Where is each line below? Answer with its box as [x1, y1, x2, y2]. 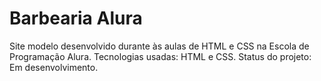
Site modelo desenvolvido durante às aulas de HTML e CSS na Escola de [9, 40, 310, 52]
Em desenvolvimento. [9, 61, 99, 73]
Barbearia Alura [9, 7, 143, 30]
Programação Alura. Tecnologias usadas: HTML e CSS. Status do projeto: [9, 50, 312, 62]
